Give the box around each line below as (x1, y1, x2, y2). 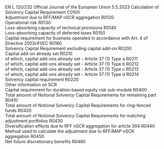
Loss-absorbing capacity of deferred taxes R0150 (5, 30, 105, 36)
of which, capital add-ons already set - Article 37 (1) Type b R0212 (5, 61, 139, 67)
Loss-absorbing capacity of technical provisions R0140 (5, 25, 117, 31)
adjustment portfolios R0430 (5, 118, 63, 124)
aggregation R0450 (5, 133, 45, 139)
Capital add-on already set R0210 (5, 51, 72, 56)
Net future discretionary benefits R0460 (5, 139, 86, 144)
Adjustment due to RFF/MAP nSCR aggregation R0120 (5, 15, 114, 20)
